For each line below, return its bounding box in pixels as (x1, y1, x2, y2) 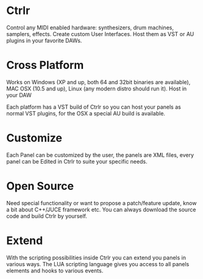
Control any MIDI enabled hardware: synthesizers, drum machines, (6, 24, 174, 31)
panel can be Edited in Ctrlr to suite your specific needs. (6, 158, 148, 165)
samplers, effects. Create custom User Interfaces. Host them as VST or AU (6, 30, 194, 37)
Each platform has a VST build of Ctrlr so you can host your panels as (6, 103, 181, 111)
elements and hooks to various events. (6, 267, 104, 274)
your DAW (6, 91, 32, 98)
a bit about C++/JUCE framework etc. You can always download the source (6, 206, 196, 213)
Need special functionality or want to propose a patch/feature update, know (6, 199, 197, 206)
